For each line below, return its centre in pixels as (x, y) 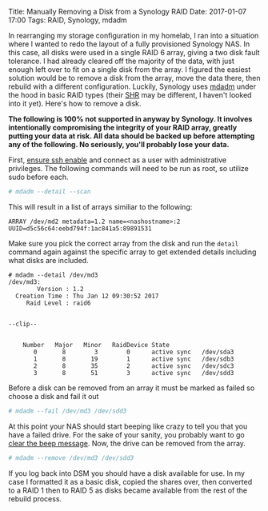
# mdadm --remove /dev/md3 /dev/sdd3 (71, 458)
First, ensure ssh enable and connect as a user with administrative (117, 160)
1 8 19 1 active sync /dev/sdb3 (134, 359)
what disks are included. (49, 260)
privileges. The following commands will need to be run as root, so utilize (129, 168)
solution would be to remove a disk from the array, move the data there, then (134, 78)
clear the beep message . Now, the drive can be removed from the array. (127, 443)
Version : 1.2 (60, 289)
